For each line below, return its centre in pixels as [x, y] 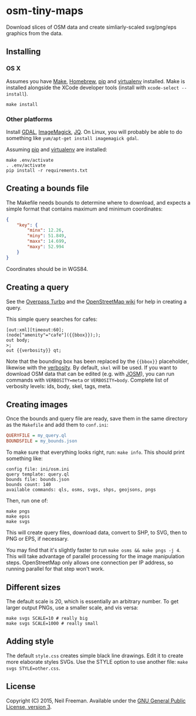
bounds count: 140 [28, 485]
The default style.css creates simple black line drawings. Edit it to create [95, 656]
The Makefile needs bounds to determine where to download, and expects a [98, 202]
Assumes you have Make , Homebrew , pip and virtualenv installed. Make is [96, 81]
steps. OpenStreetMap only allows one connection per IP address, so [90, 563]
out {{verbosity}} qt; [34, 350]
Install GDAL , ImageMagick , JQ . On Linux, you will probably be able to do [94, 132]
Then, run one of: [27, 501]
